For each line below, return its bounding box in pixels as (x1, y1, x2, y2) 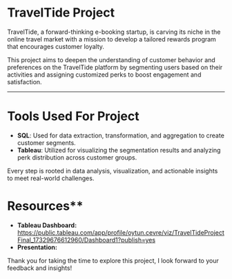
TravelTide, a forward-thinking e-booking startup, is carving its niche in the (7, 28, 221, 36)
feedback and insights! (7, 264, 72, 272)
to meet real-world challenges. (7, 174, 95, 182)
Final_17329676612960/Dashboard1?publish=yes (17, 235, 156, 244)
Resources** (7, 198, 84, 214)
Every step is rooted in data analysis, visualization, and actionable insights (7, 166, 218, 175)
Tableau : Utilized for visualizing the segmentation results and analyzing (17, 146, 221, 154)
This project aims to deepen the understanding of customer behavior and (7, 55, 215, 64)
